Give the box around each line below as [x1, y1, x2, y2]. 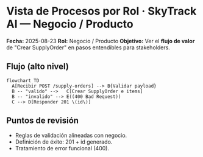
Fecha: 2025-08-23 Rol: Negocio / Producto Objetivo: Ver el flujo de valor [6, 37, 195, 44]
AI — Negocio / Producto [6, 17, 134, 31]
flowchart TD [6, 77, 40, 83]
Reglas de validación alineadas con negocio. [15, 131, 127, 139]
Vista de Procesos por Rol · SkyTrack [6, 4, 197, 18]
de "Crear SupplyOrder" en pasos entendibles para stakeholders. [6, 44, 171, 51]
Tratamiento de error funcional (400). [15, 144, 110, 152]
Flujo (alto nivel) [6, 61, 69, 72]
